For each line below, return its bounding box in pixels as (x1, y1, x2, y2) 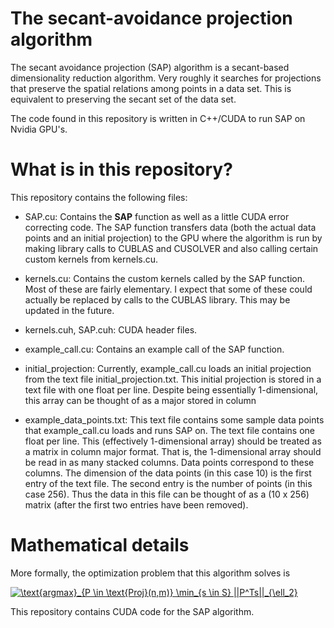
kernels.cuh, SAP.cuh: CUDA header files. (24, 323, 198, 336)
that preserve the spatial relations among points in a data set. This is (10, 82, 292, 94)
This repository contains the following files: (10, 191, 188, 203)
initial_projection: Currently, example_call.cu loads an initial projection (24, 362, 312, 374)
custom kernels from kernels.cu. (24, 253, 159, 265)
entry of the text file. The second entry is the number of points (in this (24, 477, 313, 489)
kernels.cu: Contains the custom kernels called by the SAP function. (24, 272, 305, 284)
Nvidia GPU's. (10, 123, 68, 135)
